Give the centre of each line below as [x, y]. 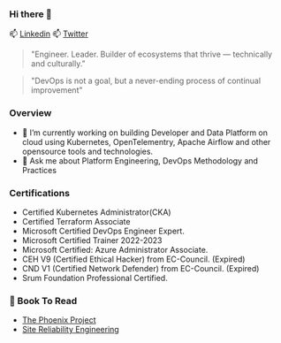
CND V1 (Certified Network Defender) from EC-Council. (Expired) [140, 268]
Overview [30, 113]
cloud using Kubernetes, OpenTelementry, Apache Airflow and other [146, 141]
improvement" [57, 90]
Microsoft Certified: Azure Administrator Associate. [115, 249]
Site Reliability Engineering [70, 330]
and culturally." [58, 64]
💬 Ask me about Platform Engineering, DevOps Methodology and [140, 160]
